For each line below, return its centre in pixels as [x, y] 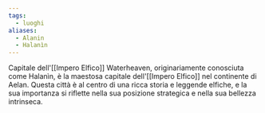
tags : [17, 16]
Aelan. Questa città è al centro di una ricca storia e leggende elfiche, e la [128, 85]
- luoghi [30, 23]
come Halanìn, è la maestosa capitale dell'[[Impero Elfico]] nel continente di [132, 76]
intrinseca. [26, 102]
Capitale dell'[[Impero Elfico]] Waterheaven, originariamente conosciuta [126, 68]
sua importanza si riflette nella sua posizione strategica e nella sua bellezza [132, 93]
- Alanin [30, 38]
